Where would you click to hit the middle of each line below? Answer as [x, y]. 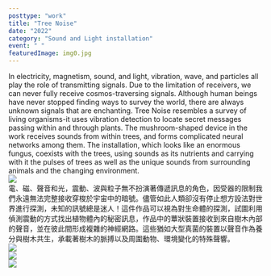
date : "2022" [30, 31]
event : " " [27, 46]
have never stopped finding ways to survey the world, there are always [126, 102]
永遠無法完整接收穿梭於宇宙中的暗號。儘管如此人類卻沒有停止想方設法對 [135, 198]
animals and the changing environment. [74, 171]
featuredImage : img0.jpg [50, 53]
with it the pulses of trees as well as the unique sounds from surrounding [129, 162]
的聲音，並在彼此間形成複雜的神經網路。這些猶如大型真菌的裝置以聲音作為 [132, 228]
